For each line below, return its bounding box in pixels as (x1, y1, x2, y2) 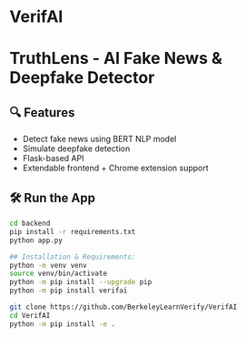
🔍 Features (9, 105, 75, 120)
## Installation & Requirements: (9, 252, 136, 261)
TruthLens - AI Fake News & (9, 48, 222, 69)
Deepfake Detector (9, 67, 155, 88)
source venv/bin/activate (9, 269, 107, 279)
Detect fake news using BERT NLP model (22, 134, 177, 145)
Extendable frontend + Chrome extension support (22, 162, 209, 174)
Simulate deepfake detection (22, 143, 131, 154)
